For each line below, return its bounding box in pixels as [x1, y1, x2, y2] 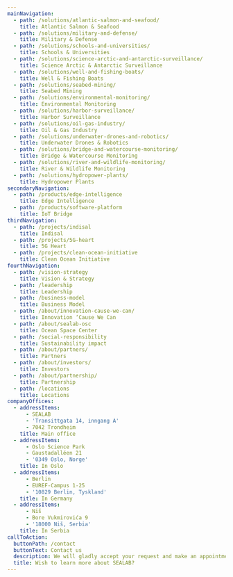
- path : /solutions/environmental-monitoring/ [13, 95, 150, 101]
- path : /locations [13, 385, 70, 392]
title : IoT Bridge [19, 211, 73, 218]
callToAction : [7, 533, 49, 541]
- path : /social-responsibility [13, 333, 107, 341]
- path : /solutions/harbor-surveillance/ [13, 107, 135, 114]
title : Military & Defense [19, 36, 98, 43]
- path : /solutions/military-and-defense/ [13, 29, 138, 37]
